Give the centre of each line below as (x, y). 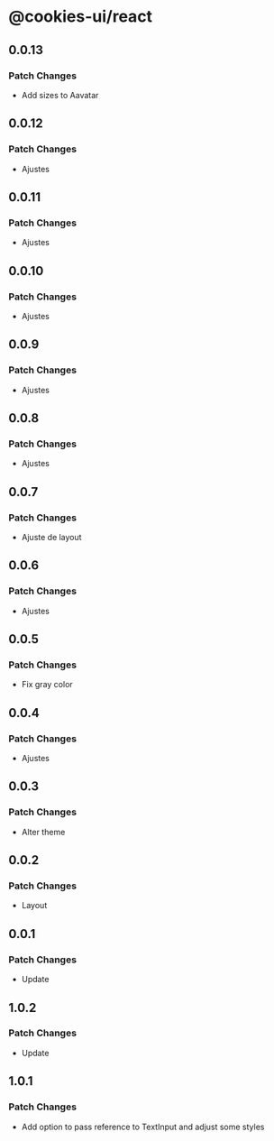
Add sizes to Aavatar (60, 95)
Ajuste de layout (51, 537)
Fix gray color (47, 685)
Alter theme (43, 832)
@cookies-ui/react (81, 17)
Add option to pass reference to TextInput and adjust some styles (143, 1127)
